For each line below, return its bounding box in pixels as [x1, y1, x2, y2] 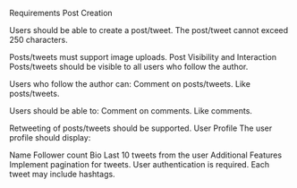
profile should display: [9, 132, 91, 142]
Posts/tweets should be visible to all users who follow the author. [9, 62, 249, 72]
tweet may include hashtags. [9, 169, 115, 179]
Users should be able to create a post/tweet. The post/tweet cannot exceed [9, 25, 289, 35]
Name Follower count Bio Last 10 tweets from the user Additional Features [9, 150, 283, 160]
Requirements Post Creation [9, 8, 114, 18]
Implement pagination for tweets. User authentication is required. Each [9, 159, 270, 169]
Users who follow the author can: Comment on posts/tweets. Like [9, 79, 250, 89]
